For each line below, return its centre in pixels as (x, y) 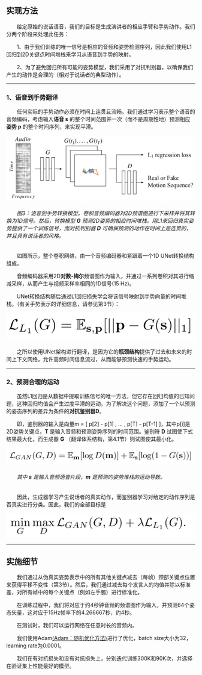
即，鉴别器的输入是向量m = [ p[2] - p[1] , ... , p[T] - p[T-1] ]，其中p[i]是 (103, 424)
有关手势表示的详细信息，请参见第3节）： (69, 304)
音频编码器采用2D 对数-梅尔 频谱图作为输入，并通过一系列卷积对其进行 (103, 276)
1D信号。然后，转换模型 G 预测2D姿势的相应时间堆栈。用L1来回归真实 (102, 221)
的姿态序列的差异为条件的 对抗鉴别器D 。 (55, 411)
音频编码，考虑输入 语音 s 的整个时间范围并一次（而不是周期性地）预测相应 (98, 119)
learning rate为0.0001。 (35, 645)
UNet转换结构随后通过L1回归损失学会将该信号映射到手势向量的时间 (99, 296)
